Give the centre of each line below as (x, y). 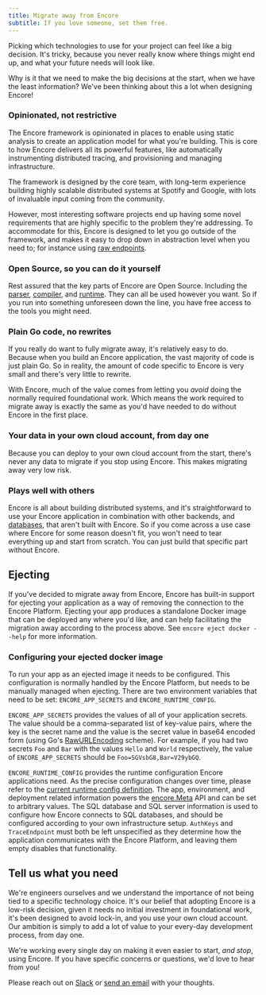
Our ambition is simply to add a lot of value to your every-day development (131, 926)
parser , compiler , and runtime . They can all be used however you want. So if (133, 294)
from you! (24, 967)
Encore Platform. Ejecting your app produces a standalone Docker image (127, 611)
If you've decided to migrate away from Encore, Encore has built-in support (132, 594)
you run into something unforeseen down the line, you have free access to (130, 303)
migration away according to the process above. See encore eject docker (129, 628)
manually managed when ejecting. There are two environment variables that (133, 691)
